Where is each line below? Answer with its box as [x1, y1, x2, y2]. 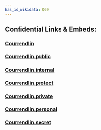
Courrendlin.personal [5, 106, 58, 113]
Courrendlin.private [5, 93, 53, 100]
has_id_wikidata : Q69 [5, 7, 49, 12]
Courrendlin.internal [5, 66, 55, 73]
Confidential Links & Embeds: [5, 26, 97, 34]
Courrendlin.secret [5, 119, 51, 126]
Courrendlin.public [5, 53, 51, 60]
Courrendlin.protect [5, 79, 54, 86]
